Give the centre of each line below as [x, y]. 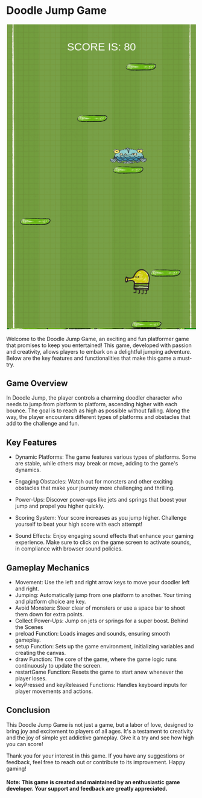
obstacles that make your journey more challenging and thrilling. [95, 488]
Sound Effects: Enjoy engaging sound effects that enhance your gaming [104, 536]
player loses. [31, 678]
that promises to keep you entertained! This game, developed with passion [99, 345]
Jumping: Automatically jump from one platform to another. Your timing [103, 595]
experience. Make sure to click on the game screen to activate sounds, [103, 542]
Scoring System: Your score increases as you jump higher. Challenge [101, 518]
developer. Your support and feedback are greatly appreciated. [87, 789]
